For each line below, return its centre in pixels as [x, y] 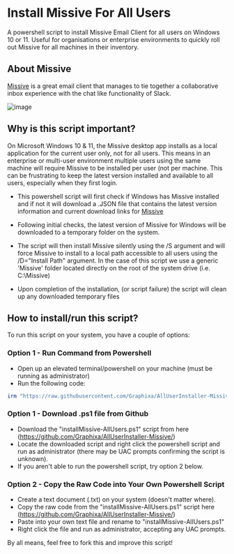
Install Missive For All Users [89, 13]
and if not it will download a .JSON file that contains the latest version [117, 203]
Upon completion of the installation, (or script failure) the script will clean [122, 289]
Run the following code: [51, 383]
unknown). [33, 458]
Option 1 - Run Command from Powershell [79, 353]
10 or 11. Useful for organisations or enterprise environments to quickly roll [114, 39]
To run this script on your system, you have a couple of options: [99, 335]
